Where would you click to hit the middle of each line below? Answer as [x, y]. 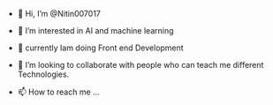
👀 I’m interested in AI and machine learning [95, 30]
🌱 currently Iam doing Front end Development [100, 48]
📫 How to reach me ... [58, 92]
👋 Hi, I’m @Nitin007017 [59, 14]
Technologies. [43, 74]
